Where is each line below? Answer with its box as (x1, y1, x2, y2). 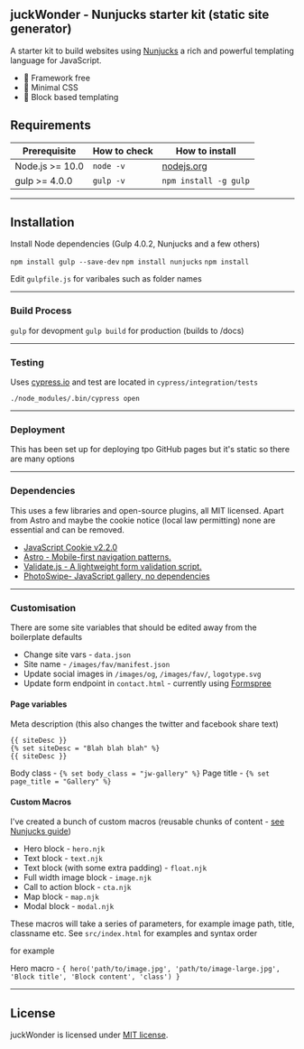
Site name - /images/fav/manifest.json (23, 658, 170, 669)
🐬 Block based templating (23, 91, 119, 102)
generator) (10, 22, 72, 37)
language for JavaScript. (10, 54, 102, 66)
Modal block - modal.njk (23, 901, 115, 912)
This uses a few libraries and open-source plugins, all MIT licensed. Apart (10, 505, 284, 515)
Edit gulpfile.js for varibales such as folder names (10, 274, 202, 284)
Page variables (10, 699, 68, 710)
